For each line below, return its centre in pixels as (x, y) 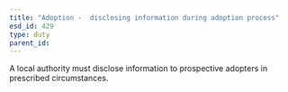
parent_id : (30, 43)
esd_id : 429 (31, 26)
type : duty (30, 34)
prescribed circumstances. (59, 78)
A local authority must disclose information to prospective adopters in (139, 69)
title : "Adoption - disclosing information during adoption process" (144, 18)
